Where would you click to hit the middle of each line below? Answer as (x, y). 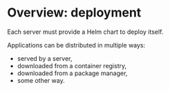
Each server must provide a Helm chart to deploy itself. (85, 32)
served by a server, (45, 58)
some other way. (41, 80)
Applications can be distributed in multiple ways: (76, 45)
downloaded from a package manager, (72, 73)
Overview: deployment (74, 13)
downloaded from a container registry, (72, 65)
